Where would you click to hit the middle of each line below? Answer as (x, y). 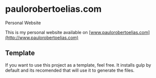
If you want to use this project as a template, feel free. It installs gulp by (78, 65)
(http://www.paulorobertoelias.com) (42, 38)
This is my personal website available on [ (48, 32)
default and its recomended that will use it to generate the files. (70, 70)
